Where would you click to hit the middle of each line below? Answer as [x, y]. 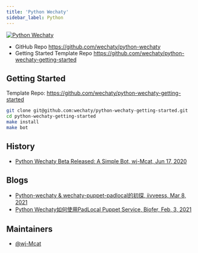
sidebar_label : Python [35, 18]
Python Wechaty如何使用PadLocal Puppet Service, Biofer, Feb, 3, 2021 [103, 209]
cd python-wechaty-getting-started [51, 116]
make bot [17, 127]
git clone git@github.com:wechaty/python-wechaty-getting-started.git [97, 111]
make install [23, 122]
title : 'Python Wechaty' [38, 12]
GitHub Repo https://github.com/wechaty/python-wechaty [88, 47]
